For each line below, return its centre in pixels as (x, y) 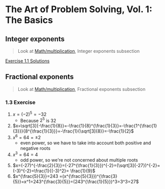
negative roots (35, 148)
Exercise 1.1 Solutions (27, 61)
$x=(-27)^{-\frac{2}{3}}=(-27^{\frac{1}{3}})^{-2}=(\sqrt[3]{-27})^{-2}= (86, 165)
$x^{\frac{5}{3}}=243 (35, 176)
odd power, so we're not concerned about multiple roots (79, 160)
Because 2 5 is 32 (38, 120)
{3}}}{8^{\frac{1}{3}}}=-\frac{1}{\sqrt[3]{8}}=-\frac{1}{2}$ (73, 131)
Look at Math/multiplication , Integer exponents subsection (78, 51)
